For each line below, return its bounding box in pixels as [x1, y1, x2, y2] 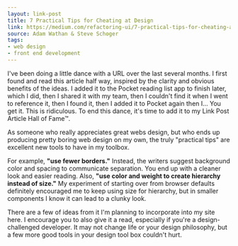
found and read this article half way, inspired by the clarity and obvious [7, 76, 215, 85]
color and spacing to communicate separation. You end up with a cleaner [7, 164, 221, 172]
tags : [7, 37, 23, 44]
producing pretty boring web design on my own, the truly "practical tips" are [7, 135, 230, 143]
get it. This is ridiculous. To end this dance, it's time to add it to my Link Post [7, 107, 229, 115]
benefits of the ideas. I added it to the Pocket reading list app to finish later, [7, 84, 227, 93]
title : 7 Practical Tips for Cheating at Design [7, 17, 154, 24]
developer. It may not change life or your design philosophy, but [41, 223, 228, 231]
